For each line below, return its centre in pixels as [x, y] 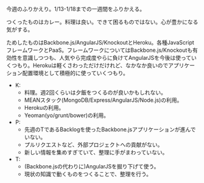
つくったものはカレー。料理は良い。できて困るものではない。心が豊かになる [102, 22]
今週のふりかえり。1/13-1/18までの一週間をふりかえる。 [76, 9]
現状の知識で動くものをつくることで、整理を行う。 [88, 174]
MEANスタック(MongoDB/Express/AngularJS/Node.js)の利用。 [103, 100]
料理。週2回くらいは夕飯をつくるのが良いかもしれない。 [95, 92]
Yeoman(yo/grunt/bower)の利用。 [67, 115]
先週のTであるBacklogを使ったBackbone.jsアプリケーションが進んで [110, 129]
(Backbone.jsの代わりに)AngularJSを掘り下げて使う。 [92, 166]
